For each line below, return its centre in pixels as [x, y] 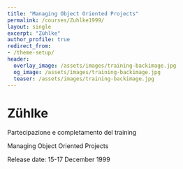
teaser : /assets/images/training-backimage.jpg [84, 79]
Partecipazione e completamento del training [72, 133]
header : [19, 59]
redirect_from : [29, 46]
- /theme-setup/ [31, 53]
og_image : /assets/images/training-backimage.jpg [87, 72]
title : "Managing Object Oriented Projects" [73, 14]
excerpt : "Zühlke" [34, 33]
